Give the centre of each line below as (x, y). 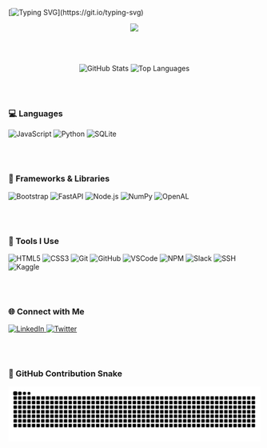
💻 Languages (36, 114)
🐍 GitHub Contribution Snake (65, 374)
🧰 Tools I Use (34, 241)
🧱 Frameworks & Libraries (59, 178)
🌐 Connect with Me (47, 311)
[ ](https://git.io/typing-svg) (76, 12)
